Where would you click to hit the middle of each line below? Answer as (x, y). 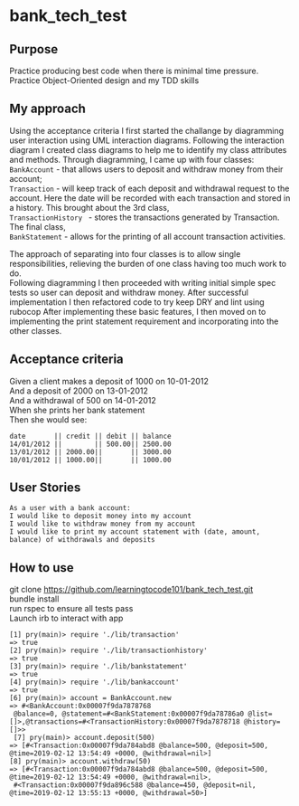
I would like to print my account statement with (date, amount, (135, 532)
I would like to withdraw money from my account (103, 524)
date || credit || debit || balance (90, 436)
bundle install (34, 599)
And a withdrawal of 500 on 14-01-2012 (83, 400)
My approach (47, 109)
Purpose (34, 49)
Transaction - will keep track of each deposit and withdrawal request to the (149, 188)
